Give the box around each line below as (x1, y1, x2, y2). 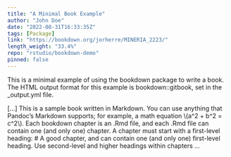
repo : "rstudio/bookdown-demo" (7, 50, 99, 57)
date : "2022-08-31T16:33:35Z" (7, 23, 96, 30)
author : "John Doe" (7, 17, 65, 24)
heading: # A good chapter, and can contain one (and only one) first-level (7, 134, 220, 142)
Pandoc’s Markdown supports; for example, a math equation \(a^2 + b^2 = (7, 111, 223, 120)
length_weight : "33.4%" (7, 43, 77, 50)
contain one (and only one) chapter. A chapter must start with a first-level (7, 126, 220, 134)
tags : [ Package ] (7, 30, 55, 37)
